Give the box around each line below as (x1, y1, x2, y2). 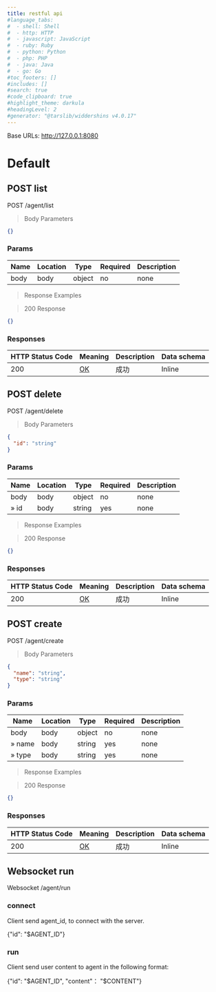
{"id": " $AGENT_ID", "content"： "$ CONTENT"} (7, 977, 142, 985)
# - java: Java (7, 61, 54, 68)
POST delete (7, 388, 62, 400)
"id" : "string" (13, 440, 57, 447)
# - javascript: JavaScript (7, 36, 91, 43)
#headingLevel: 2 (7, 106, 57, 113)
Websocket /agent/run (7, 884, 71, 892)
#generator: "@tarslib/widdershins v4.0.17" (7, 112, 137, 119)
